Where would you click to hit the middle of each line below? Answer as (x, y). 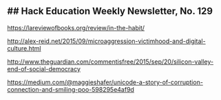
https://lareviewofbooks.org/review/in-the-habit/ (76, 27)
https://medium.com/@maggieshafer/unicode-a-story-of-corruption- (105, 82)
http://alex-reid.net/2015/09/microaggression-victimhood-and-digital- (106, 41)
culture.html (24, 48)
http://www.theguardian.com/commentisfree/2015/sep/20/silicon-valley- (110, 62)
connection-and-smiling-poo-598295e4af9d (71, 89)
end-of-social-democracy (44, 68)
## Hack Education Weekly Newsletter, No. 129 (110, 11)
